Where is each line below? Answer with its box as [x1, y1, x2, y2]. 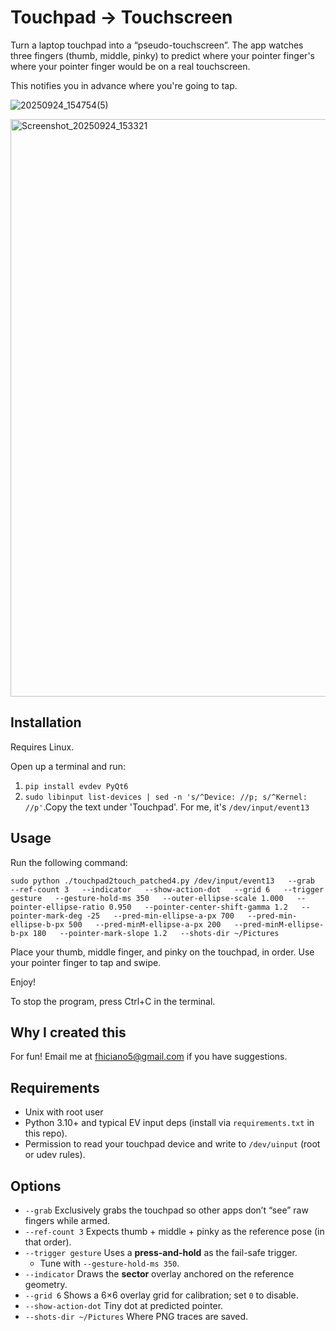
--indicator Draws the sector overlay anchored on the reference [24, 1268, 295, 1280]
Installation [10, 714, 82, 731]
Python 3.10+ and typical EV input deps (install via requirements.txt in [24, 1117, 315, 1129]
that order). [24, 1236, 72, 1248]
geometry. [24, 1279, 68, 1290]
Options [10, 1177, 62, 1195]
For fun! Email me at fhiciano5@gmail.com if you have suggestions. [10, 1051, 288, 1063]
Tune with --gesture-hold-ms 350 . [39, 1257, 180, 1269]
